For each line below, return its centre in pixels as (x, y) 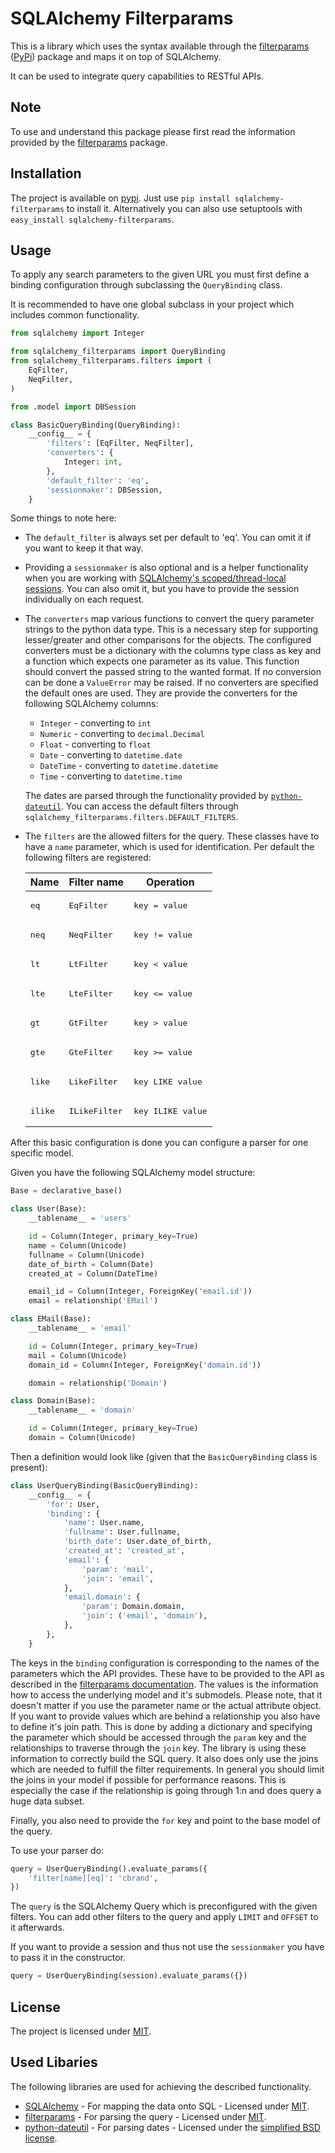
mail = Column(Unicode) (78, 1355)
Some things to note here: (63, 518)
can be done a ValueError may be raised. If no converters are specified (171, 683)
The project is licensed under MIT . (81, 2031)
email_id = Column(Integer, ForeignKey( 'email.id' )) (140, 1292)
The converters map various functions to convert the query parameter (169, 619)
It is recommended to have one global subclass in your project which (152, 304)
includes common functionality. (75, 315)
